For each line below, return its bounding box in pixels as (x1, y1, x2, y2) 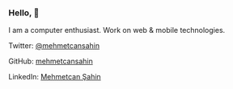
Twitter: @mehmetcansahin (8, 41, 100, 51)
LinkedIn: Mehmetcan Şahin (8, 72, 101, 82)
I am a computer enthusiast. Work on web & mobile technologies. (8, 26, 226, 35)
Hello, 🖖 (8, 7, 40, 18)
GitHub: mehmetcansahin (8, 56, 93, 67)
